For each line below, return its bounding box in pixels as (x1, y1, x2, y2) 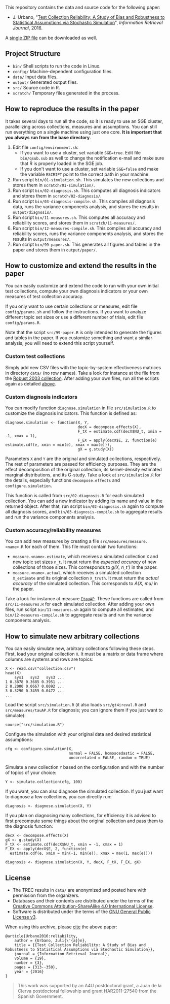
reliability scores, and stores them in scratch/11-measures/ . (12, 219, 136, 225)
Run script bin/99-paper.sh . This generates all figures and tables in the (12, 241, 160, 247)
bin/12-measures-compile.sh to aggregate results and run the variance (5, 612, 152, 618)
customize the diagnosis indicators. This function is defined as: (5, 410, 137, 416)
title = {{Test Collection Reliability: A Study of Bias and (14, 942, 146, 948)
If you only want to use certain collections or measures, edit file (5, 303, 138, 309)
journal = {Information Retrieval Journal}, (14, 951, 110, 956)
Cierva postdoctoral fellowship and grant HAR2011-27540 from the (17, 988, 157, 994)
